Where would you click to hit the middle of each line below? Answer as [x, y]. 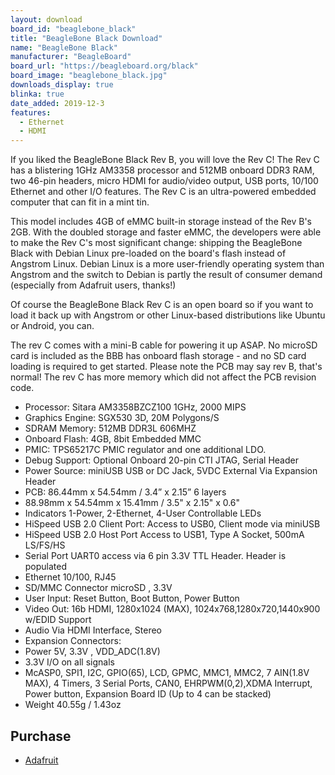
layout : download [46, 19]
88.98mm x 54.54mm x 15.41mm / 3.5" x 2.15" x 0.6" [132, 503]
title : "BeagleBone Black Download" [86, 38]
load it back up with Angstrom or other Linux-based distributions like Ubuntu [168, 315]
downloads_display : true [62, 85]
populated [46, 567]
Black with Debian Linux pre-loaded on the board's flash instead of [148, 253]
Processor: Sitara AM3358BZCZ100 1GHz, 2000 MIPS [135, 407]
